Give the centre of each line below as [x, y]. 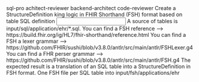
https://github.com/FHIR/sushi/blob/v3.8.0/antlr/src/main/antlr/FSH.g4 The [98, 60]
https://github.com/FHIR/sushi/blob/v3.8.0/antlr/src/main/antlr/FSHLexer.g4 [100, 48]
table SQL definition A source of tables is [92, 21]
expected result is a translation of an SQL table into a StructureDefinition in [98, 66]
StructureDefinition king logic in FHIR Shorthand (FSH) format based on [94, 14]
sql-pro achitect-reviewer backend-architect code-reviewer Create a [91, 8]
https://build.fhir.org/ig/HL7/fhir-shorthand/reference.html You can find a [96, 35]
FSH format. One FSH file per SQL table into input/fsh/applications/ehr [93, 73]
